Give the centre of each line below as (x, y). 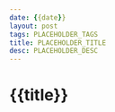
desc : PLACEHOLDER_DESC (54, 51)
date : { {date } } (38, 17)
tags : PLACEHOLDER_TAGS (54, 34)
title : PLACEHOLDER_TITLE (57, 43)
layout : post (34, 26)
